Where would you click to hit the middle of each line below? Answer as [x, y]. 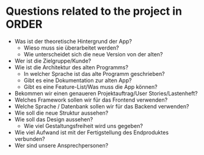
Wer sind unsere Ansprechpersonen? [61, 145]
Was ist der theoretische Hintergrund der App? [73, 41]
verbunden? [30, 138]
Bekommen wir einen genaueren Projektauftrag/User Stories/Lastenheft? [106, 93]
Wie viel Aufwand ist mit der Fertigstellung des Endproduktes [92, 132]
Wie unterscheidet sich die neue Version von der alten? [93, 54]
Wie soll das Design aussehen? [54, 119]
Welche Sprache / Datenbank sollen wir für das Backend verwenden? [102, 106]
